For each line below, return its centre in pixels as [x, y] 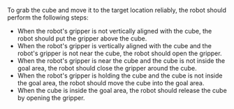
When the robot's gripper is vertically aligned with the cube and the [114, 46]
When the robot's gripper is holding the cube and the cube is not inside [120, 75]
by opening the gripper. [51, 98]
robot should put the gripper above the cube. [82, 38]
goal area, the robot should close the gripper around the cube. [107, 68]
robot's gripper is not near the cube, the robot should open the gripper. [119, 53]
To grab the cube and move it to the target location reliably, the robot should [117, 10]
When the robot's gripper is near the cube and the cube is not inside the [121, 61]
